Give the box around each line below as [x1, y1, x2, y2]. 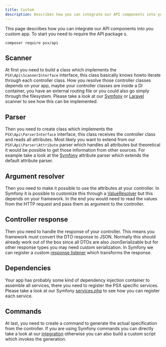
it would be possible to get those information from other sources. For [5, 147, 145, 153]
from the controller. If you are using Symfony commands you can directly [5, 326, 154, 332]
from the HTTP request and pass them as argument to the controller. [5, 201, 145, 207]
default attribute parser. [5, 158, 53, 164]
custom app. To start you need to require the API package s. [5, 31, 128, 37]
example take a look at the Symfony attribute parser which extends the [5, 152, 149, 159]
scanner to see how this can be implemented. [5, 99, 98, 105]
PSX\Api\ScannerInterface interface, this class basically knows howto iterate [5, 72, 161, 78]
